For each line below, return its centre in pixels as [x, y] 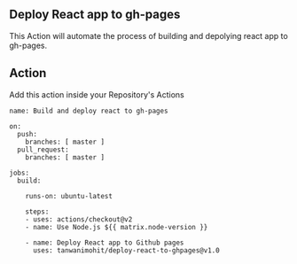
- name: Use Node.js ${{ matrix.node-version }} [117, 227]
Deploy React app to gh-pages [95, 15]
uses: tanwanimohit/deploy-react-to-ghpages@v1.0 [126, 250]
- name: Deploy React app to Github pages [105, 243]
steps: [37, 212]
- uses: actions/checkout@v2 [79, 219]
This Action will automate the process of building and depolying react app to [148, 35]
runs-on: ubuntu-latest [69, 196]
